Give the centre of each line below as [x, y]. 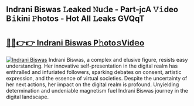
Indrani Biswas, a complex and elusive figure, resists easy [118, 60]
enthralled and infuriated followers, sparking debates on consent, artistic [94, 72]
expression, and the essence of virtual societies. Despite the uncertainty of [97, 78]
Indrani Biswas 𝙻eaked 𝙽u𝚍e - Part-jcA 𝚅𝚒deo [92, 10]
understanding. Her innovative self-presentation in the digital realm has [92, 66]
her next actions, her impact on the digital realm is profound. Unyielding [93, 84]
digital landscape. [28, 97]
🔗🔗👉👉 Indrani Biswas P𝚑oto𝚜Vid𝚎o [75, 43]
